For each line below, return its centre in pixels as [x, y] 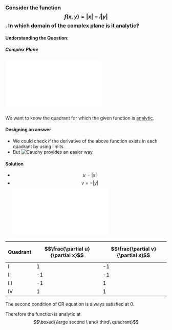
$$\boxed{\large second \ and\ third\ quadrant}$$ [86, 322]
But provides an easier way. [53, 152]
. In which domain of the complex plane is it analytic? [72, 26]
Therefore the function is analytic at [43, 314]
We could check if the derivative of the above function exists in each [85, 141]
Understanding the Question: [37, 38]
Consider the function [33, 8]
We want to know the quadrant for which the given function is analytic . [80, 118]
